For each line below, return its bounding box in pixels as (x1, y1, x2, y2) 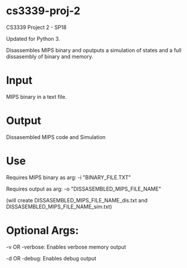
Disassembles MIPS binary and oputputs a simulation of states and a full (6, 46, 182, 54)
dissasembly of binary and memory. (6, 53, 93, 60)
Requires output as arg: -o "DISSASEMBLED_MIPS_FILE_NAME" (6, 185, 161, 192)
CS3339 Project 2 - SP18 (6, 24, 67, 31)
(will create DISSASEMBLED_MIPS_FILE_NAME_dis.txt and (6, 196, 147, 204)
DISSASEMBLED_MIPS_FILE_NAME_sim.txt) (6, 203, 112, 210)
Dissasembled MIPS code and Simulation (6, 133, 106, 140)
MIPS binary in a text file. (6, 93, 67, 100)
